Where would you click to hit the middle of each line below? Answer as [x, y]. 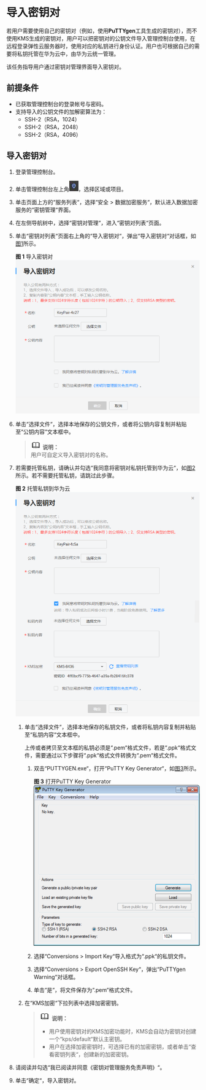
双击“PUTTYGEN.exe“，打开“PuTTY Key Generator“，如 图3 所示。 [116, 769]
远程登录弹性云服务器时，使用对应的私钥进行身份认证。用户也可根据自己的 [100, 46]
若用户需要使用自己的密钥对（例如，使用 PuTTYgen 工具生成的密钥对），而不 [102, 31]
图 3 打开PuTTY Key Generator [72, 781]
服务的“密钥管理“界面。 [45, 210]
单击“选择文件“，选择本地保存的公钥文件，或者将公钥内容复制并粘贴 [101, 424]
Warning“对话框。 [56, 977]
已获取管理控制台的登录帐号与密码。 [61, 104]
